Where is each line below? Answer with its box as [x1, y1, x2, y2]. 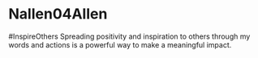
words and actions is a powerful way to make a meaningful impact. [8, 39, 232, 49]
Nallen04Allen [8, 5, 108, 23]
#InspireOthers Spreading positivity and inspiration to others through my [8, 31, 251, 41]
